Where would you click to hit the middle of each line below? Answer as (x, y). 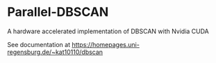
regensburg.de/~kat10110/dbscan (55, 52)
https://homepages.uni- (106, 44)
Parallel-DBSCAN (58, 12)
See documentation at (39, 44)
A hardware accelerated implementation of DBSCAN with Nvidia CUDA (108, 31)
